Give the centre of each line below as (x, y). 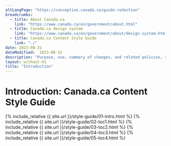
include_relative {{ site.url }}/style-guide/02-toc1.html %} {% (69, 122)
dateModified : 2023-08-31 (34, 52)
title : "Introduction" (29, 66)
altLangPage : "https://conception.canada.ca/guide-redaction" (73, 10)
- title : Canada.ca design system (46, 29)
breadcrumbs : (19, 15)
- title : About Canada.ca (37, 19)
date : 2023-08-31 (24, 48)
